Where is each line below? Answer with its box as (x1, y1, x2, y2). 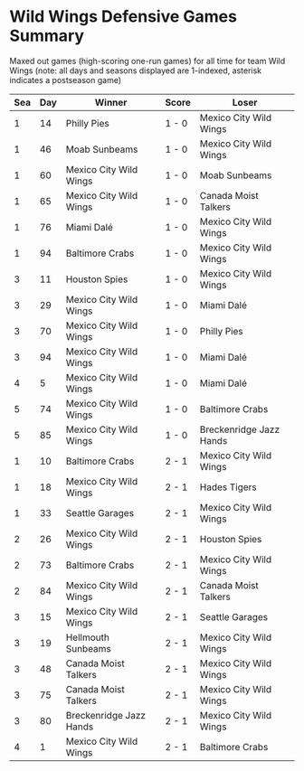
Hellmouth (65, 631, 110, 644)
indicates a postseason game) (9, 74, 122, 85)
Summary (9, 25, 84, 46)
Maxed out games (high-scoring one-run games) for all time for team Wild (9, 55, 286, 66)
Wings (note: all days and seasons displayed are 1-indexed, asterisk (9, 65, 262, 76)
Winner (94, 96, 128, 108)
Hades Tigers (199, 481, 258, 494)
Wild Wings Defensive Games (9, 6, 238, 27)
